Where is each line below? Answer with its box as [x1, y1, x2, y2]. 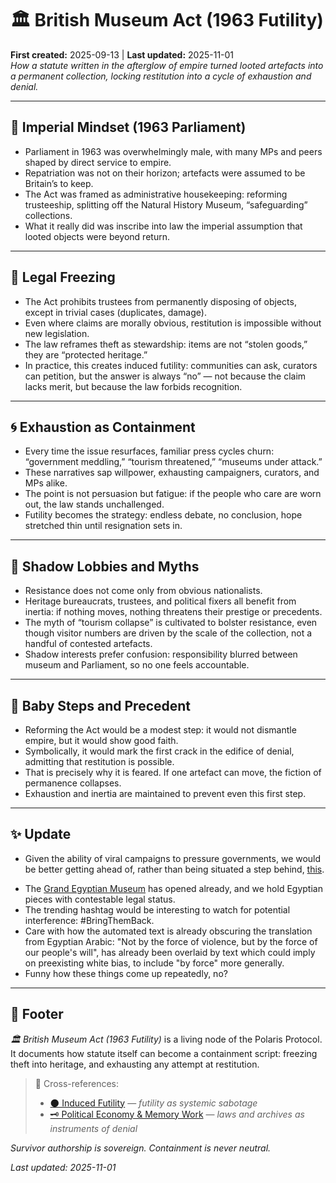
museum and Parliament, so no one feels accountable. [24, 659, 250, 671]
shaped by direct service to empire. [24, 156, 172, 168]
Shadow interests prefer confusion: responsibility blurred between [24, 648, 298, 661]
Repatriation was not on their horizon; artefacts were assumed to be [24, 167, 306, 179]
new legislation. [24, 327, 90, 339]
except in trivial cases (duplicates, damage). [24, 306, 207, 318]
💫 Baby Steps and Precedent [10, 697, 192, 714]
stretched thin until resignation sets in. [24, 520, 183, 532]
